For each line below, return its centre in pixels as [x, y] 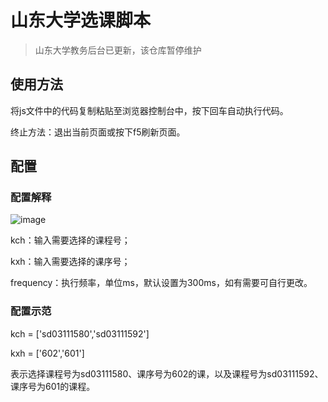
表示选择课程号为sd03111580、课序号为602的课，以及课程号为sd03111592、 [167, 373]
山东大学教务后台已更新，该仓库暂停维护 [118, 50]
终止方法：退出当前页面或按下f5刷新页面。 [98, 132]
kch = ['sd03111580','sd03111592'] [80, 333]
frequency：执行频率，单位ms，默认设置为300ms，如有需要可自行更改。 [161, 283]
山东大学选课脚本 [81, 20]
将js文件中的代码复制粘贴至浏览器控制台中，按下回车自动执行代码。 [149, 110]
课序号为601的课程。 [53, 386]
